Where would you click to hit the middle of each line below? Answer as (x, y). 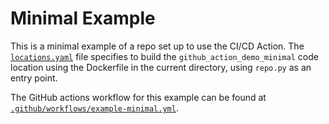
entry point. (34, 78)
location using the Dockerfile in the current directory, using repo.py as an (161, 67)
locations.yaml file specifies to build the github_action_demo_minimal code (164, 56)
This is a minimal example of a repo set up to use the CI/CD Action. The (157, 46)
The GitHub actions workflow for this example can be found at (138, 97)
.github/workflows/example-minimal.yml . (94, 108)
